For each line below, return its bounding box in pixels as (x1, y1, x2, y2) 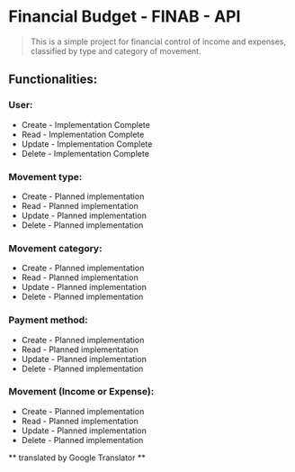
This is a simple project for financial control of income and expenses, (30, 36, 287, 47)
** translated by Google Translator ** (8, 452, 146, 463)
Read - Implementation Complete (21, 129, 145, 140)
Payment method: (8, 313, 88, 326)
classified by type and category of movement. (30, 45, 201, 56)
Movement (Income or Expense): (8, 386, 155, 398)
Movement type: (8, 170, 83, 183)
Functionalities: (8, 72, 98, 87)
